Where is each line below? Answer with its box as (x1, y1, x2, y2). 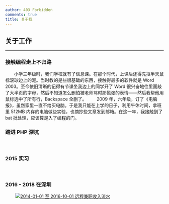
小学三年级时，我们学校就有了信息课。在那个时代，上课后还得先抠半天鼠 (14, 71, 164, 77)
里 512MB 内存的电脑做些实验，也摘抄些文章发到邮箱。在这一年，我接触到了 (5, 109, 163, 115)
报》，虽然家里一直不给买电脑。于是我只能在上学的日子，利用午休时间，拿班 (5, 103, 162, 109)
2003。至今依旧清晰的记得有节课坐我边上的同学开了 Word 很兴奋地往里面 (5, 83, 157, 89)
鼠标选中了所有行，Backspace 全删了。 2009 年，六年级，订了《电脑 (5, 96, 157, 102)
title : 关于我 (5, 17, 33, 22)
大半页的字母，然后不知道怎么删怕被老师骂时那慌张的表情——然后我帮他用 (9, 90, 164, 96)
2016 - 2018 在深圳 (5, 181, 52, 188)
